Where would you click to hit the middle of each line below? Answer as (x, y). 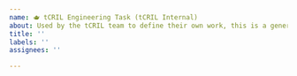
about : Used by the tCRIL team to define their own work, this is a (138, 26)
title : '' (27, 34)
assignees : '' (35, 50)
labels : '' (29, 42)
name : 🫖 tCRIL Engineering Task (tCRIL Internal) (104, 17)
